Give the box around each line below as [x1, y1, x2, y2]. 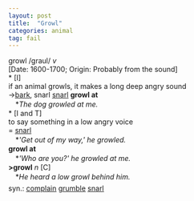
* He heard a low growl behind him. [14, 172, 131, 182]
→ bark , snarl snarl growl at [8, 90, 99, 100]
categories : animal [8, 26, 74, 34]
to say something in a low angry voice [8, 117, 134, 127]
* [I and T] [8, 109, 42, 119]
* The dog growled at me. [14, 99, 99, 109]
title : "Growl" [8, 19, 63, 27]
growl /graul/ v [8, 56, 57, 66]
